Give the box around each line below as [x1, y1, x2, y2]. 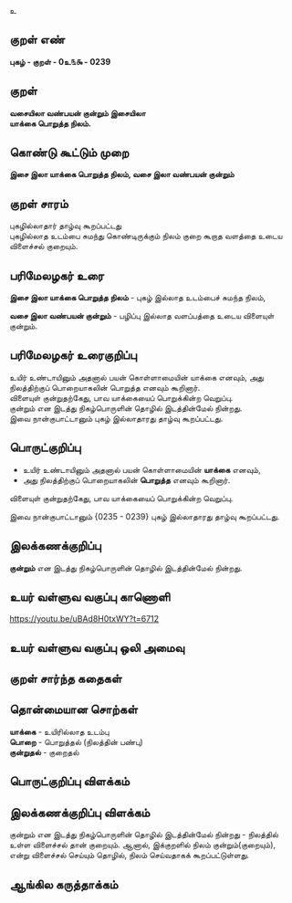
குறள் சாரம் [9, 195, 68, 211]
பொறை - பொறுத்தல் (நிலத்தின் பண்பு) [9, 736, 143, 747]
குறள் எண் [9, 32, 66, 47]
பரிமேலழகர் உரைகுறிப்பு [9, 348, 137, 363]
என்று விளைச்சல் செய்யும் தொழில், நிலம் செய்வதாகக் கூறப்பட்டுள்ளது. [9, 850, 249, 861]
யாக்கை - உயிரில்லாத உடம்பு [9, 726, 109, 737]
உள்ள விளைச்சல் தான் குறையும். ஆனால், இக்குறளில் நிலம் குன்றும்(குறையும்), [9, 839, 276, 850]
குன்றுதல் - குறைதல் [9, 746, 79, 758]
